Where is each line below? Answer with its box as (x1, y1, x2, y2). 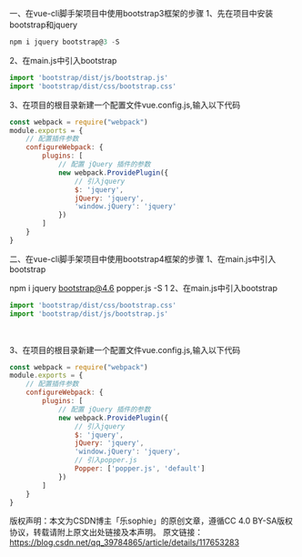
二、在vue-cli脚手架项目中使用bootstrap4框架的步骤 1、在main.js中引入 (9, 253, 277, 264)
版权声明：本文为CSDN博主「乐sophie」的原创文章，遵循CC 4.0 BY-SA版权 (9, 515, 294, 526)
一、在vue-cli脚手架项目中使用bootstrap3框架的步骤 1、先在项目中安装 (9, 8, 274, 18)
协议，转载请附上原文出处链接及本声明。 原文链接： (9, 527, 203, 538)
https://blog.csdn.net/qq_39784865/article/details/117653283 (9, 537, 239, 548)
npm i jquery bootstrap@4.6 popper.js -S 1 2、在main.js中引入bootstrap (9, 282, 277, 293)
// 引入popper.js (74, 456, 138, 465)
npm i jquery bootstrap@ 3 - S (9, 37, 120, 46)
